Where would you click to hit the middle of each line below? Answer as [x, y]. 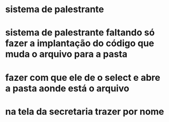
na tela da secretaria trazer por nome [85, 112]
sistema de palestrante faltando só [80, 33]
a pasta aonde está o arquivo [67, 88]
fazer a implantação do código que [80, 43]
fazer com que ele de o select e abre [83, 78]
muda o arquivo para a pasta [66, 54]
